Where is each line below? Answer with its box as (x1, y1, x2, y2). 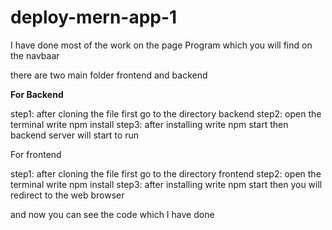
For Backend (10, 88, 64, 100)
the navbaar (10, 49, 60, 61)
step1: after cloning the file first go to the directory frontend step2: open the (10, 167, 322, 180)
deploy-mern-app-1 (10, 6, 178, 29)
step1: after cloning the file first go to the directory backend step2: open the (10, 107, 322, 120)
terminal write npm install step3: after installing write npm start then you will (10, 178, 323, 190)
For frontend (10, 148, 62, 160)
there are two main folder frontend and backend (10, 69, 208, 81)
